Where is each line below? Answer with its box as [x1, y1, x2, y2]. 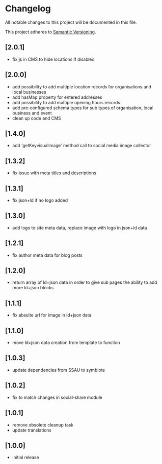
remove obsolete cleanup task [12, 422, 74, 427]
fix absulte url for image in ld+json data [12, 312, 92, 318]
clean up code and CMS [12, 115, 61, 121]
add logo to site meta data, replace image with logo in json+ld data [12, 225, 147, 231]
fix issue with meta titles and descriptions [12, 170, 97, 176]
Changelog [5, 3, 51, 14]
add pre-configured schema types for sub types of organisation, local [12, 105, 154, 111]
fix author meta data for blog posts [12, 252, 82, 258]
